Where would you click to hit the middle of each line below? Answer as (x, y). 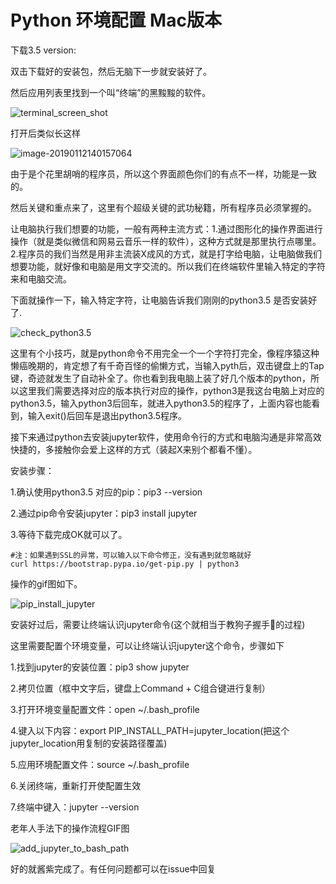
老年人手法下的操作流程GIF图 (70, 828)
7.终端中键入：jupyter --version (75, 807)
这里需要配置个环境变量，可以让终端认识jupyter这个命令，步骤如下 (147, 645)
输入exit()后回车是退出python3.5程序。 (107, 415)
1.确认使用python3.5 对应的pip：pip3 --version (106, 492)
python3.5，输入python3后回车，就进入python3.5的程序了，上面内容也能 (161, 403)
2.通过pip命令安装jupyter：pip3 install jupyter (104, 513)
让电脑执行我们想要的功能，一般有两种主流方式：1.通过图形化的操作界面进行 (166, 228)
